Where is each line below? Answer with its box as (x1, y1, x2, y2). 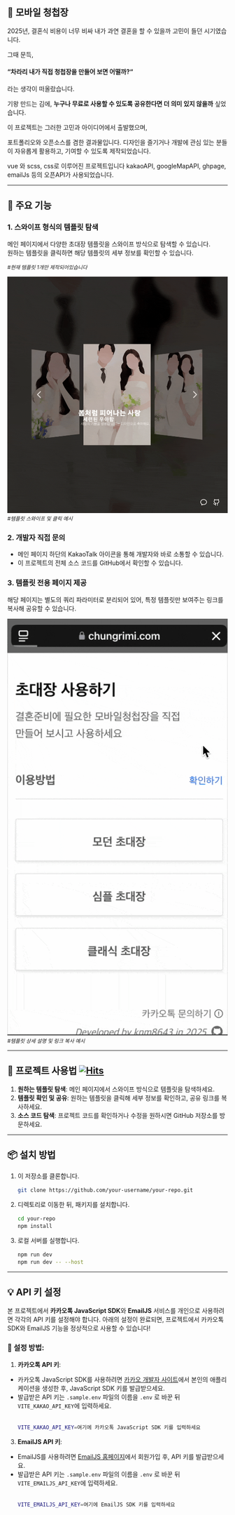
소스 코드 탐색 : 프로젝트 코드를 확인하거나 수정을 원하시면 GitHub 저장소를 (17, 1111, 218, 1119)
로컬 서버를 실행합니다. (17, 1236, 80, 1244)
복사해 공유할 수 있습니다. (7, 604, 77, 613)
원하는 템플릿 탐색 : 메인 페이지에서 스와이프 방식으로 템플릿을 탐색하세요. (17, 1085, 215, 1093)
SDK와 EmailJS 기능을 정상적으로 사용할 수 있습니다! (7, 1323, 151, 1332)
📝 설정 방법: (7, 1343, 45, 1353)
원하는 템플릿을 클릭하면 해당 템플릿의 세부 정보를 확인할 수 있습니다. (7, 248, 194, 257)
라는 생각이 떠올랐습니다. (7, 85, 75, 93)
